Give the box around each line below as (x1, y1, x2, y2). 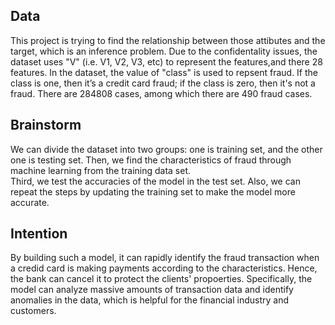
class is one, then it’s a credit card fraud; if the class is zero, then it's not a (10, 77, 316, 89)
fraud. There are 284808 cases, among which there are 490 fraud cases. (10, 87, 313, 99)
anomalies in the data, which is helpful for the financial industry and (10, 294, 290, 306)
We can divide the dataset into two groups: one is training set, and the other (10, 143, 323, 155)
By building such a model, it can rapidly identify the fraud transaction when (10, 252, 320, 264)
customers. (10, 305, 57, 317)
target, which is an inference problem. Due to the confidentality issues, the (10, 45, 318, 57)
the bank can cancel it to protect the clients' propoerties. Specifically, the (10, 273, 313, 285)
